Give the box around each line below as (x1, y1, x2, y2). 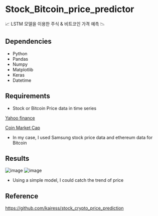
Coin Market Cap (5, 125, 40, 131)
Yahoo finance (5, 115, 35, 121)
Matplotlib (12, 66, 34, 72)
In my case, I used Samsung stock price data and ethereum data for (12, 134, 153, 140)
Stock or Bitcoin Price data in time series (12, 105, 97, 111)
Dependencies (5, 37, 52, 46)
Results (5, 154, 30, 163)
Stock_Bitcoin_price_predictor (5, 4, 134, 15)
